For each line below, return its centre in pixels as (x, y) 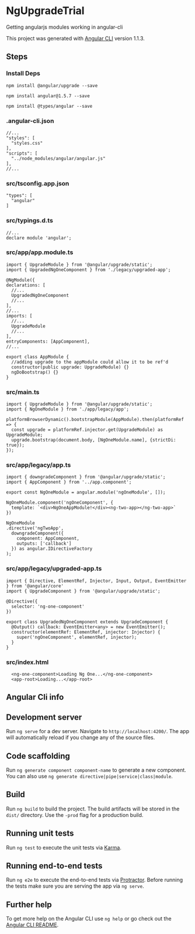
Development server (44, 717)
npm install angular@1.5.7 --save (48, 96)
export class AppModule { (37, 357)
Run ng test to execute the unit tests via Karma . (64, 847)
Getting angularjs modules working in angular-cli (65, 27)
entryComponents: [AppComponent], (48, 341)
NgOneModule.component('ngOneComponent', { (60, 503)
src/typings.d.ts (30, 221)
